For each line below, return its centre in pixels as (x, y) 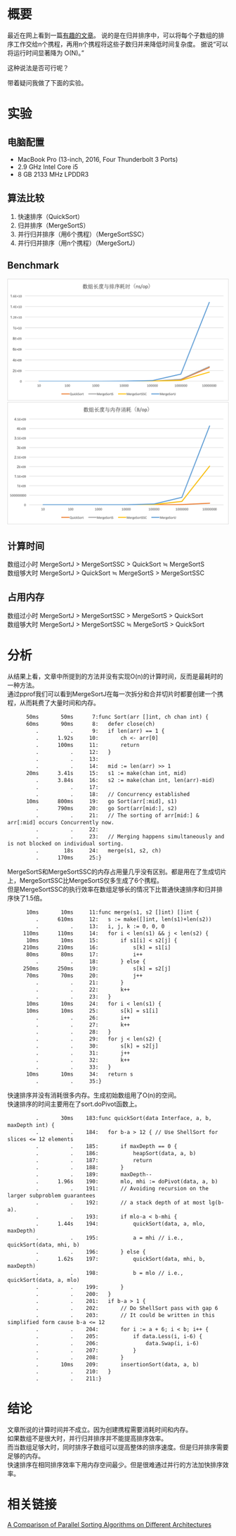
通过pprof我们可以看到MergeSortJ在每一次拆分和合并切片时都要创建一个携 (115, 693)
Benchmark (33, 266)
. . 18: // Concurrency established (113, 794)
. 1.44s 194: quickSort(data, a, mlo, (120, 1223)
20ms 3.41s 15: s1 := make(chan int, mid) (106, 773)
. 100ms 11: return (87, 745)
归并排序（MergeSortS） (53, 225)
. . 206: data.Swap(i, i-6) (117, 1343)
